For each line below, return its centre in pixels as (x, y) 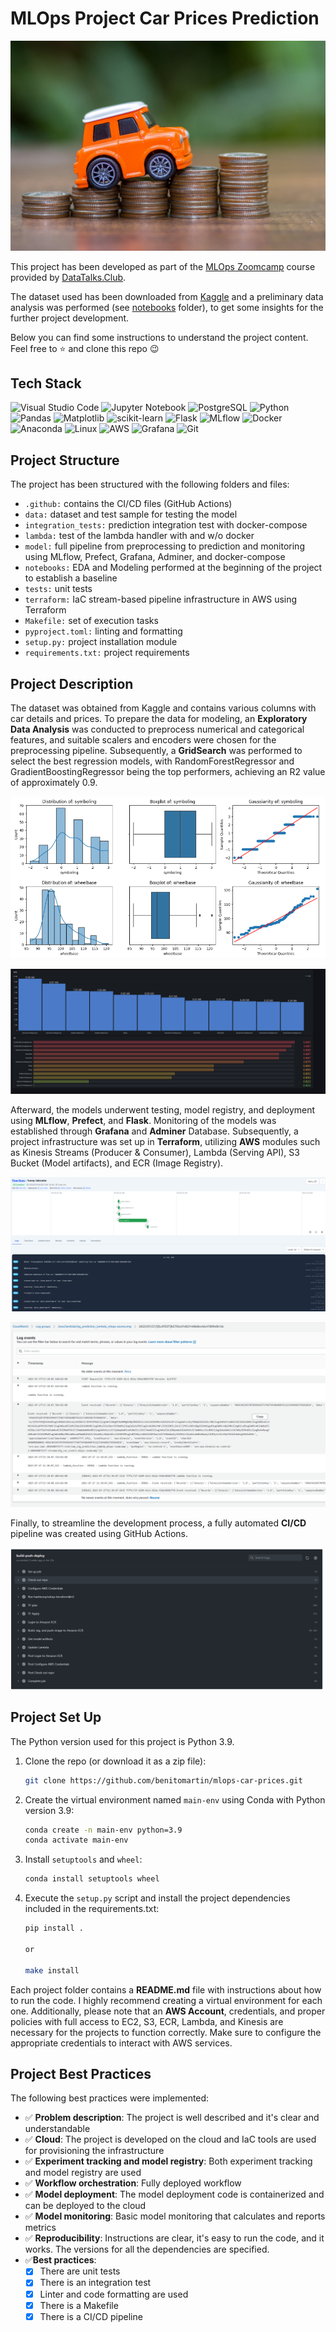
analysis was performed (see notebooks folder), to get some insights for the (167, 307)
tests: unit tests (58, 589)
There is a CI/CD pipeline (91, 2316)
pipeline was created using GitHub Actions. (99, 1534)
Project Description (72, 683)
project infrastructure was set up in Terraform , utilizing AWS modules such (165, 1141)
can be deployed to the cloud (85, 2206)
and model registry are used (83, 2173)
